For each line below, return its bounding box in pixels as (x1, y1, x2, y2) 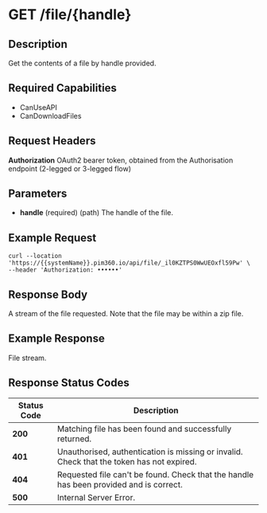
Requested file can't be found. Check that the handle (56, 468, 254, 480)
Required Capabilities (8, 81, 118, 95)
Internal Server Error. (56, 491, 136, 503)
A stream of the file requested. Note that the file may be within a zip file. (8, 309, 244, 319)
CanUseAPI (19, 102, 58, 112)
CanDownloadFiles (19, 111, 82, 120)
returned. (56, 433, 92, 444)
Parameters (8, 187, 68, 201)
